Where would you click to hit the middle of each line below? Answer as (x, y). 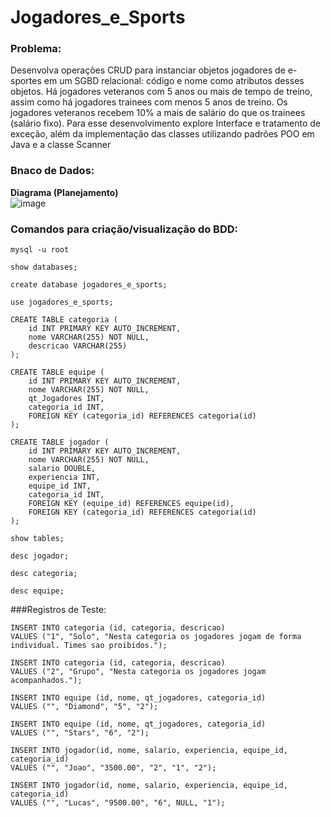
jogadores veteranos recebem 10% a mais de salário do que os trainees (158, 113)
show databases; (44, 267)
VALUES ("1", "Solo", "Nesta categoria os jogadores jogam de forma (156, 637)
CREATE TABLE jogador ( (60, 442)
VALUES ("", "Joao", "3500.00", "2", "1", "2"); (113, 768)
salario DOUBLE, (62, 469)
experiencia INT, (64, 477)
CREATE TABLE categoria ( (64, 320)
